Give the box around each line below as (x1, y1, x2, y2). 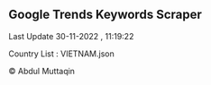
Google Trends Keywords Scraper (8, 7, 202, 22)
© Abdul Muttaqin (8, 65, 76, 76)
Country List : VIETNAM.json (8, 48, 115, 59)
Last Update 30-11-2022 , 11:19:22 (8, 30, 134, 41)
